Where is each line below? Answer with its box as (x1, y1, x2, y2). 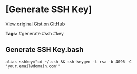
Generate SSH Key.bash (5, 45, 84, 54)
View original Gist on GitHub (5, 21, 65, 27)
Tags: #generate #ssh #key (5, 30, 64, 36)
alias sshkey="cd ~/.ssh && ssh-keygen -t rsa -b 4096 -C (5, 59, 132, 64)
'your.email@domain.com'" (5, 63, 61, 69)
